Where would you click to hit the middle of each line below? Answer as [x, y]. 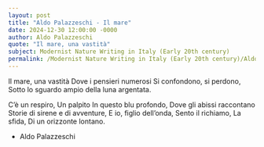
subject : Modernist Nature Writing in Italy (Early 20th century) [119, 52]
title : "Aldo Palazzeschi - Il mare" [70, 23]
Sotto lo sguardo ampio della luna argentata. [80, 89]
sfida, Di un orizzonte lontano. [57, 121]
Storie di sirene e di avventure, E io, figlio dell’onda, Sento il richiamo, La [125, 113]
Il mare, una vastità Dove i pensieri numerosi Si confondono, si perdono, [125, 81]
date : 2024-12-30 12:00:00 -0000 [63, 30]
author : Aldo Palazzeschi [50, 37]
